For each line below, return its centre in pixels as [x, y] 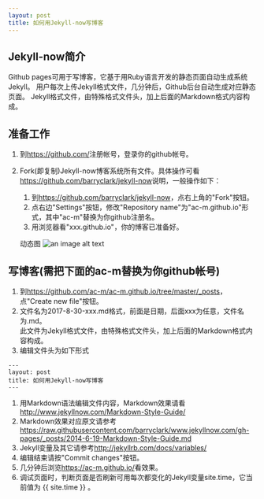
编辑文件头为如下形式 [54, 350]
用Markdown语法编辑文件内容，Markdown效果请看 [102, 403]
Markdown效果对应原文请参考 [68, 421]
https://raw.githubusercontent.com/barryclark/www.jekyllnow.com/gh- [134, 430]
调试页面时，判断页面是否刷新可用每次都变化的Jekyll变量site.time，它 [133, 477]
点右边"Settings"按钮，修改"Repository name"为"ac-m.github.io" [136, 207]
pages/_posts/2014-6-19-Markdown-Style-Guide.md [105, 438]
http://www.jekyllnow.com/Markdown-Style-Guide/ [102, 412]
